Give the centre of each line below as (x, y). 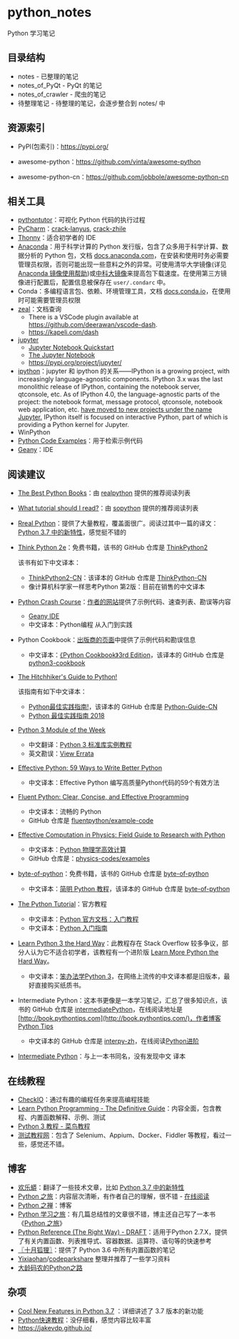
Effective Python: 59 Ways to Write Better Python (90, 768)
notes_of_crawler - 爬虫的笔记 (62, 94)
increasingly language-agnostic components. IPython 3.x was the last (120, 379)
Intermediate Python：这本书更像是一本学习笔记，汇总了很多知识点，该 (123, 1001)
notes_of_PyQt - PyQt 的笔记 (60, 85)
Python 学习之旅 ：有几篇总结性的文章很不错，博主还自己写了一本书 (117, 1214)
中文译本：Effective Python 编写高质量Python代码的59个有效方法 (124, 783)
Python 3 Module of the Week (61, 730)
